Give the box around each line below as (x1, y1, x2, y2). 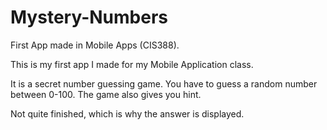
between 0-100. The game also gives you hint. (10, 88, 202, 100)
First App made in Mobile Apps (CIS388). (10, 39, 180, 51)
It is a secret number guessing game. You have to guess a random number (10, 77, 318, 90)
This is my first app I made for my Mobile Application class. (10, 58, 254, 70)
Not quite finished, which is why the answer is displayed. (10, 107, 245, 120)
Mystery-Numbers (10, 6, 168, 29)
